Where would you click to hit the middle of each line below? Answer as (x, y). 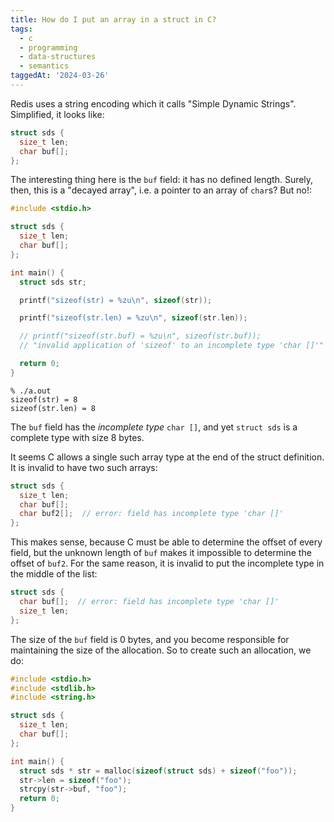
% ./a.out (31, 391)
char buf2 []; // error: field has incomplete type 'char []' (151, 514)
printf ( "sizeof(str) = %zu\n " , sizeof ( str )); (116, 300)
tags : (21, 29)
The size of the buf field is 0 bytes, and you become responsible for (150, 639)
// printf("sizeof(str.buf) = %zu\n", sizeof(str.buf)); (140, 336)
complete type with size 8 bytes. (77, 437)
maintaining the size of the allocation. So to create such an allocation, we (161, 650)
